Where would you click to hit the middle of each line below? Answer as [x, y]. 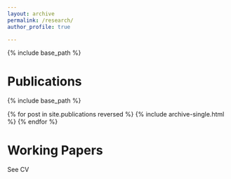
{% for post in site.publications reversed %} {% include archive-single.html [116, 114]
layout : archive [31, 14]
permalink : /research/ [40, 20]
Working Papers [55, 150]
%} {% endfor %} [33, 122]
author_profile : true [39, 27]
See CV [18, 170]
